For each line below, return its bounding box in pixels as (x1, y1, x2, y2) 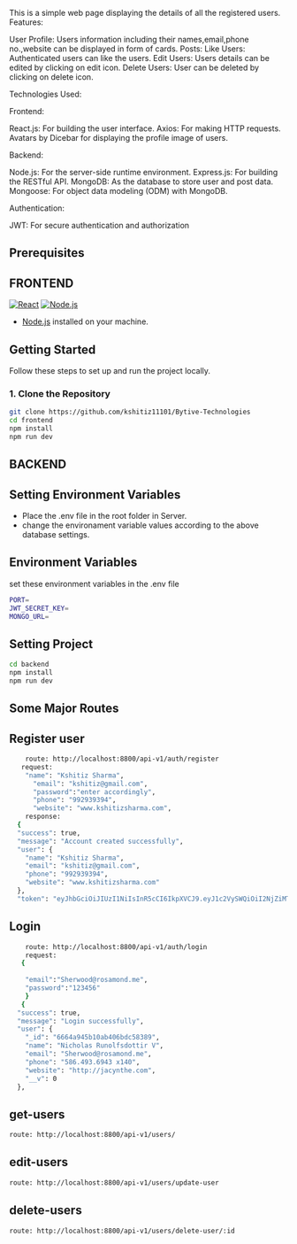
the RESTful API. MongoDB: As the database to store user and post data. (9, 176, 274, 187)
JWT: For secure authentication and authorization (9, 220, 190, 230)
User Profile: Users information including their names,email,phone (9, 35, 249, 44)
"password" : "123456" (25, 984, 101, 993)
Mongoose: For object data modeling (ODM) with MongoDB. (9, 186, 228, 196)
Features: (9, 17, 44, 27)
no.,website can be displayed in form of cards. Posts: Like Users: (9, 43, 246, 54)
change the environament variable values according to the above (21, 520, 259, 530)
